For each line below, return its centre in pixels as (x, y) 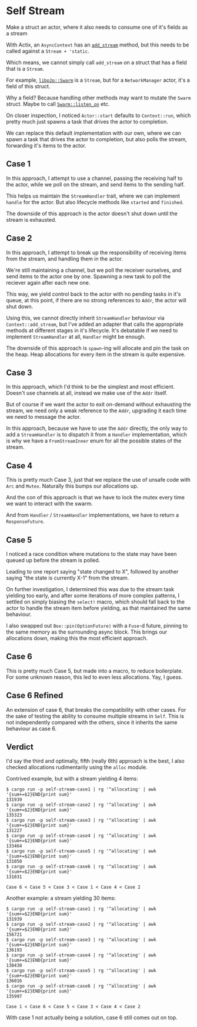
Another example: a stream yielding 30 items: (61, 898)
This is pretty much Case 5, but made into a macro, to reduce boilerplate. (95, 671)
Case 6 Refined (35, 696)
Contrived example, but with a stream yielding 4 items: (72, 779)
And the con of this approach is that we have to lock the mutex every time (96, 498)
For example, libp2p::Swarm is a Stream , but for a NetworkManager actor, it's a (98, 80)
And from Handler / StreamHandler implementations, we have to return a (93, 515)
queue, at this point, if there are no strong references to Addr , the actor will (96, 300)
